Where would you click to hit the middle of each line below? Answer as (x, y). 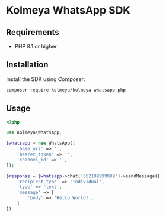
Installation (27, 65)
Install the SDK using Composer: (46, 79)
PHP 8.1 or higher (36, 46)
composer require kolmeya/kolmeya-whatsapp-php (66, 90)
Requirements (33, 32)
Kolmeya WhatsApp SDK (68, 10)
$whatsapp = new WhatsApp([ (41, 143)
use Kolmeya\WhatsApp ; (34, 133)
